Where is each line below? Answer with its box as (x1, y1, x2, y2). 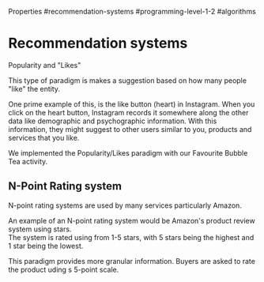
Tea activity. (8, 156, 48, 166)
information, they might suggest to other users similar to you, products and (8, 124, 252, 133)
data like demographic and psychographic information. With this (8, 116, 217, 126)
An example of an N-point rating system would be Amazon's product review (8, 216, 255, 225)
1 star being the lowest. (8, 241, 84, 250)
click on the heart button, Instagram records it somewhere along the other (8, 107, 249, 117)
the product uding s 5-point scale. (8, 265, 119, 274)
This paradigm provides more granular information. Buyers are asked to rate (8, 256, 255, 265)
